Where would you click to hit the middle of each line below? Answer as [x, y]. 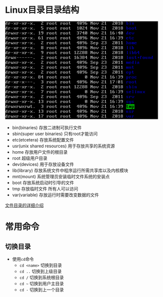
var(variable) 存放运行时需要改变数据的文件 [55, 195]
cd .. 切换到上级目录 [41, 271]
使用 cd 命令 [23, 259]
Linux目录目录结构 [42, 10]
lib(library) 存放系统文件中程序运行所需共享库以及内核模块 [70, 170]
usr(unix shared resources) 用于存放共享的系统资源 [63, 146]
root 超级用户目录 [30, 158]
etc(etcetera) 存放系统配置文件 [43, 139]
